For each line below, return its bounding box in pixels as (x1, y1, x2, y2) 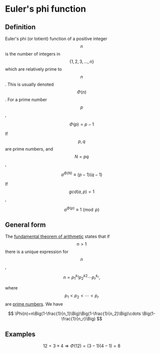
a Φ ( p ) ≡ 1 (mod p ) (64, 206, 100, 213)
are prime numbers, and (5, 146, 53, 152)
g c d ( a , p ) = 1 (69, 189, 95, 195)
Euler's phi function (5, 3, 86, 15)
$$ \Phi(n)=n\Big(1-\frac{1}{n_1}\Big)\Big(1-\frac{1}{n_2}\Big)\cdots (8, 311, 141, 316)
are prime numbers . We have (5, 301, 63, 307)
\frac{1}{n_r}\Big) (61, 316, 96, 322)
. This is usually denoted (5, 81, 54, 87)
